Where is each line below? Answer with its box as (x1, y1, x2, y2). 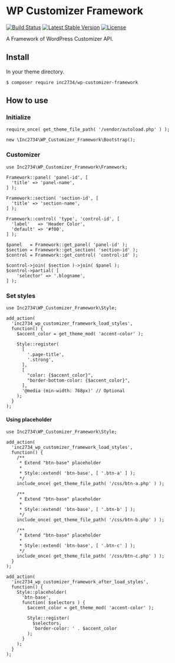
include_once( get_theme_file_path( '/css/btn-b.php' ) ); (16, 517, 165, 523)
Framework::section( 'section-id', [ (6, 195, 99, 201)
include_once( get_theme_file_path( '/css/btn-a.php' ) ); (16, 481, 165, 487)
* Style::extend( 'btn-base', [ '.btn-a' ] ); (19, 470, 136, 477)
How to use (6, 96, 48, 106)
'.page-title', (27, 352, 65, 358)
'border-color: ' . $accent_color (32, 626, 117, 632)
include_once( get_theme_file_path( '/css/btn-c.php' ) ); (16, 553, 165, 559)
